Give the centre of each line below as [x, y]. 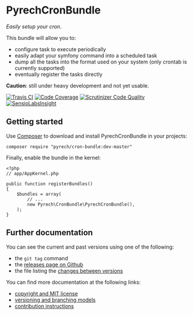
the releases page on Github [49, 264]
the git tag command [41, 258]
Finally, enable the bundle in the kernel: [53, 157]
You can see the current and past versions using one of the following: [90, 247]
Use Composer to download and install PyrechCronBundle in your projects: [97, 136]
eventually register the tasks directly [58, 74]
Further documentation [50, 233]
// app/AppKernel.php [33, 173]
